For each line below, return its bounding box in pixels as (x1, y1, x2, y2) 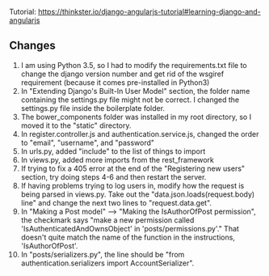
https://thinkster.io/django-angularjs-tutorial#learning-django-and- (38, 7, 261, 16)
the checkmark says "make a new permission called (20, 214, 195, 225)
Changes (9, 39, 56, 53)
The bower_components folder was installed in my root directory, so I (20, 112, 252, 121)
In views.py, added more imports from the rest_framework (20, 155, 215, 164)
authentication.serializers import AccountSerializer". (20, 258, 195, 268)
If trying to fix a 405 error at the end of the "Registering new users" (20, 163, 246, 173)
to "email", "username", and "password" (20, 138, 155, 147)
